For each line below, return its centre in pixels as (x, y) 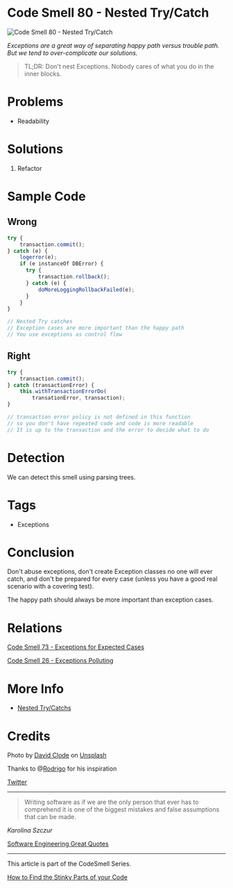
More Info (36, 689)
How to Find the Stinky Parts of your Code (68, 878)
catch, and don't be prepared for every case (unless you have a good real (112, 579)
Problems (35, 102)
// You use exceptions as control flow (65, 335)
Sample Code (46, 197)
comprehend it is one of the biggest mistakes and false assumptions (122, 809)
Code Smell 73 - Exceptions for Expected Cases (76, 647)
